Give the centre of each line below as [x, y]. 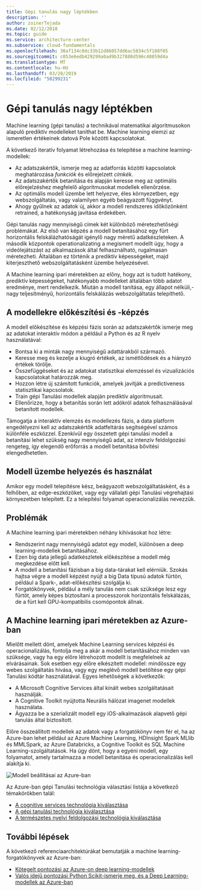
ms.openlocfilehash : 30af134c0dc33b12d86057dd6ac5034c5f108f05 [87, 51]
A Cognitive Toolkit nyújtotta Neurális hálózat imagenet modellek [95, 701]
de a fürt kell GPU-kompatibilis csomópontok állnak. [79, 601]
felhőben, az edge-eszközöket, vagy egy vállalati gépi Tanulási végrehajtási [100, 492]
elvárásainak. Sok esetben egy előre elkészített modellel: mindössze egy [96, 663]
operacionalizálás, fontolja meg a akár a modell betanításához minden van [98, 651]
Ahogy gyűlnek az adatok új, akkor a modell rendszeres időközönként [101, 206]
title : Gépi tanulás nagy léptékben [52, 12]
